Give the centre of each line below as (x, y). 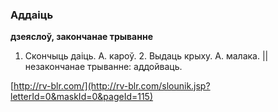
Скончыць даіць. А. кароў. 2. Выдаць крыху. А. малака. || (146, 56)
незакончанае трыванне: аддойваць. (103, 67)
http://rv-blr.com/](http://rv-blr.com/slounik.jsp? (112, 86)
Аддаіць (32, 15)
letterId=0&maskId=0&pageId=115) (82, 97)
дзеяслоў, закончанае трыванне (81, 37)
